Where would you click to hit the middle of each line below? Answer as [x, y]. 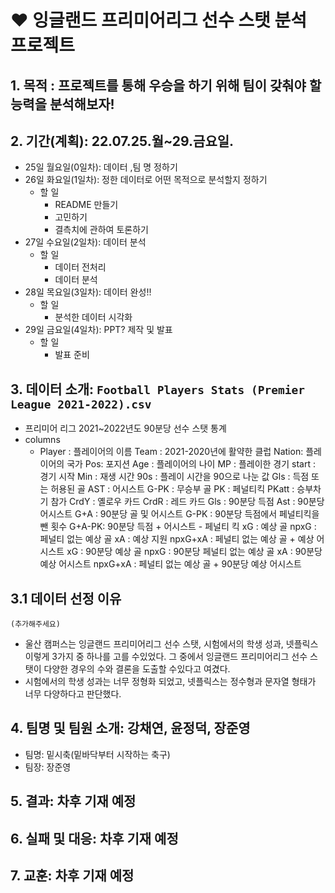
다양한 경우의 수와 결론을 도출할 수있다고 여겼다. [137, 669]
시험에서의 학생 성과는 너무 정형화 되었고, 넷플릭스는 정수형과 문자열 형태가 [170, 682]
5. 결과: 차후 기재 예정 [73, 801]
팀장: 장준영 [48, 767]
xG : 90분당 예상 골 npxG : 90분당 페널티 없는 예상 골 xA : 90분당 [194, 552]
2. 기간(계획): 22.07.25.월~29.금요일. [122, 141]
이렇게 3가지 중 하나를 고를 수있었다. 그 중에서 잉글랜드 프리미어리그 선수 [166, 657]
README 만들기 [86, 205]
